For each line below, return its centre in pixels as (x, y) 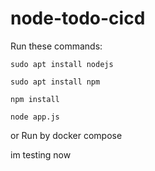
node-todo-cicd (78, 18)
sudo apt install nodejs (62, 64)
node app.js (35, 117)
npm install (35, 99)
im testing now (41, 154)
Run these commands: (56, 46)
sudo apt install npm (55, 82)
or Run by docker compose (66, 135)
